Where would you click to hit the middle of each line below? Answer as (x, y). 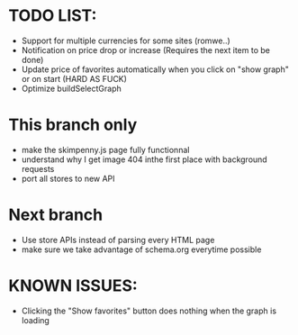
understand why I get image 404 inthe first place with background (144, 159)
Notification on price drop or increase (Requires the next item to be (146, 50)
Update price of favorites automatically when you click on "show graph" (155, 69)
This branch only (73, 125)
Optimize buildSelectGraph (72, 88)
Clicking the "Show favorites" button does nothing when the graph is (149, 311)
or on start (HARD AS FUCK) (74, 78)
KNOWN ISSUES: (73, 285)
